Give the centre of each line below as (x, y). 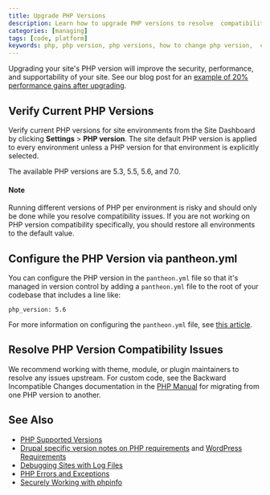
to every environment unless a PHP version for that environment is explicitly (134, 147)
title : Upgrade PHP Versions (57, 16)
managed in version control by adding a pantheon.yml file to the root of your (133, 286)
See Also (31, 420)
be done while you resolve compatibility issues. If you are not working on (129, 216)
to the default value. (41, 233)
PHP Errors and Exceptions (65, 473)
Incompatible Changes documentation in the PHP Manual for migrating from (134, 386)
